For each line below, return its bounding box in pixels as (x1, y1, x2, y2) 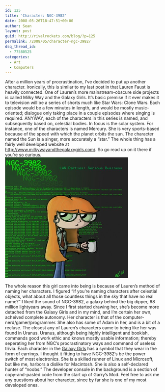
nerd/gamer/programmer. (5, 319, 56, 326)
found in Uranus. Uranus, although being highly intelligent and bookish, (5, 330, 149, 336)
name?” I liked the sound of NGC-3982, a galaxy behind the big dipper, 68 (5, 299, 156, 305)
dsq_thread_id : (5, 44, 36, 49)
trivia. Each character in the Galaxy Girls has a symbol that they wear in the (5, 346, 157, 352)
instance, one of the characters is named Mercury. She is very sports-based (5, 126, 160, 132)
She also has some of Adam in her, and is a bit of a (57, 319, 160, 326)
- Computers (9, 65, 34, 70)
